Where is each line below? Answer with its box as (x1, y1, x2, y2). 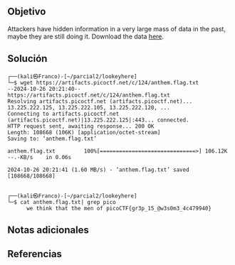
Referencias (7, 248, 63, 260)
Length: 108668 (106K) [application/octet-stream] (7, 129, 161, 136)
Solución (7, 53, 48, 65)
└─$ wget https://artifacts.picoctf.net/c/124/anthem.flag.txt (7, 79, 199, 86)
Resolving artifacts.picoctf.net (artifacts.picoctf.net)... (7, 97, 193, 105)
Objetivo (7, 6, 46, 18)
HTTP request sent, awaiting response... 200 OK (7, 122, 155, 130)
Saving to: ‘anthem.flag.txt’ (7, 135, 98, 142)
